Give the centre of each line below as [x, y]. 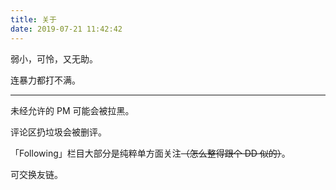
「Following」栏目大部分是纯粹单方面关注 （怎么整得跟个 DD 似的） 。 [150, 153]
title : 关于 [33, 19]
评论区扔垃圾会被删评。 [58, 132]
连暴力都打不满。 [45, 80]
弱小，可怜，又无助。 [54, 58]
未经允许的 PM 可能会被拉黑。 [72, 110]
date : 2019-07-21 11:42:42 [66, 29]
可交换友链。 [36, 174]
